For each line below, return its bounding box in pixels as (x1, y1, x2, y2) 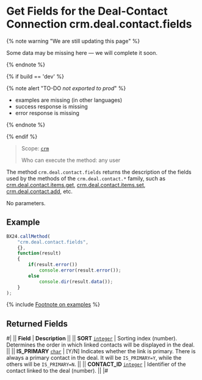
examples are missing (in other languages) (15, 96, 123, 104)
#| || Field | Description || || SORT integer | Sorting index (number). (6, 335, 178, 342)
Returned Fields (6, 318, 68, 329)
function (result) (17, 250, 62, 256)
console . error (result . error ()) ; (38, 267, 121, 273)
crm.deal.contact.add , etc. (6, 188, 73, 195)
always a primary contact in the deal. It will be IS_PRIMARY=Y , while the (6, 354, 182, 362)
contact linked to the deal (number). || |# (6, 367, 109, 375)
